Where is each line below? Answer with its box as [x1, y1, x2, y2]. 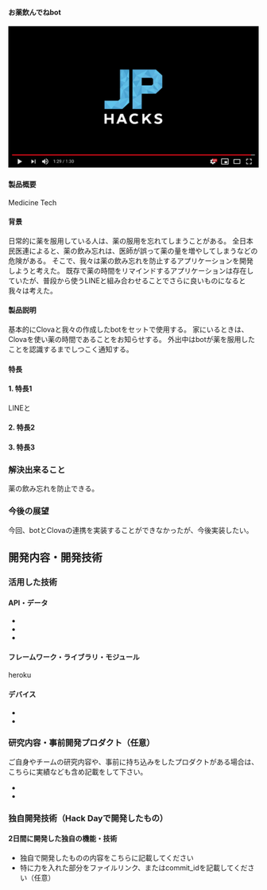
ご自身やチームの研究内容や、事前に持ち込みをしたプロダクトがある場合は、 [8, 756, 259, 767]
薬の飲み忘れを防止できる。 [8, 484, 99, 493]
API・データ [8, 597, 48, 608]
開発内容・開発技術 [8, 551, 103, 565]
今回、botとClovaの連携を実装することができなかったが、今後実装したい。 [8, 525, 253, 534]
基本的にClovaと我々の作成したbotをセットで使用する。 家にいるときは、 [8, 325, 249, 334]
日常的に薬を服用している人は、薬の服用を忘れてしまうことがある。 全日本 [8, 235, 254, 246]
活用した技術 [8, 577, 58, 588]
